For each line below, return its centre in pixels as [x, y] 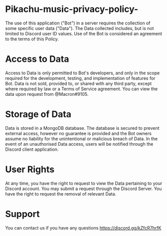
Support [22, 214]
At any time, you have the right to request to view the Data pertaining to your [84, 183]
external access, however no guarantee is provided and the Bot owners [79, 133]
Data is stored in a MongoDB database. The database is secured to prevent [82, 128]
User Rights [30, 169]
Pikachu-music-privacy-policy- [72, 9]
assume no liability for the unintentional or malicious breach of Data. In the [82, 139]
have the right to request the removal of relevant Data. [61, 194]
